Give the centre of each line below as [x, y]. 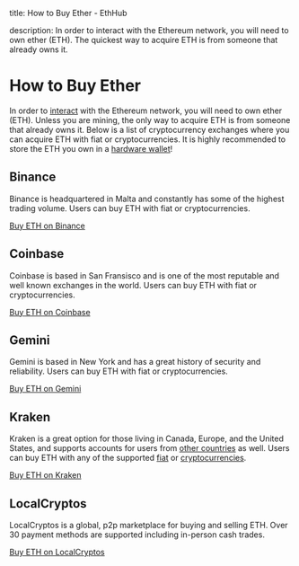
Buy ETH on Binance [47, 226]
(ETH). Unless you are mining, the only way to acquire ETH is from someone [150, 119]
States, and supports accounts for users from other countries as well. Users [149, 448]
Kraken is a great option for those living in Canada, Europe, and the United [147, 438]
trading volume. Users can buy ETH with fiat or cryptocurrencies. [130, 208]
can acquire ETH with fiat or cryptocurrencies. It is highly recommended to [147, 139]
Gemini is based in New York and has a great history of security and [135, 362]
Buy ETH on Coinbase [50, 312]
